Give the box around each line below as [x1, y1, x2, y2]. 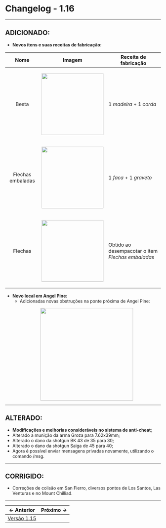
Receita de [120, 53, 147, 60]
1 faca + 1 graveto [108, 174, 152, 181]
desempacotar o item [108, 247, 158, 254]
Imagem [62, 56, 83, 63]
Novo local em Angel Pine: [12, 293, 68, 299]
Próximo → [41, 507, 67, 514]
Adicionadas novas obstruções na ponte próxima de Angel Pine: [19, 298, 150, 304]
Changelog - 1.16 [5, 3, 75, 14]
